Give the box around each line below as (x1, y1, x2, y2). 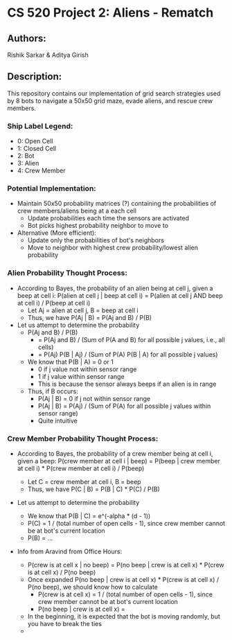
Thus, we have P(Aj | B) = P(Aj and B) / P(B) (27, 313, 152, 321)
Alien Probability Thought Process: (7, 268, 128, 278)
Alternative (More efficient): (17, 229, 97, 237)
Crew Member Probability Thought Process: (7, 434, 159, 443)
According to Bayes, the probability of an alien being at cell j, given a (17, 284, 213, 292)
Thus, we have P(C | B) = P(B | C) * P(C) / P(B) (27, 485, 161, 493)
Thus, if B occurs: (27, 386, 78, 395)
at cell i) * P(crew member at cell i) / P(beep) (17, 464, 145, 472)
